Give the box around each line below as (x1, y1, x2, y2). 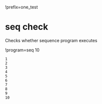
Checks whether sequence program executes (5, 37, 98, 43)
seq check (5, 22, 48, 32)
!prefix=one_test (5, 4, 38, 10)
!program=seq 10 (5, 47, 40, 53)
